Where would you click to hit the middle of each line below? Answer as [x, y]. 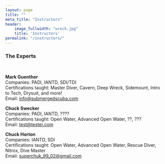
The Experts [21, 56]
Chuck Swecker [22, 108]
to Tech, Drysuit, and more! [34, 93]
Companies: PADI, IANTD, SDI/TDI [41, 82]
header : [13, 24]
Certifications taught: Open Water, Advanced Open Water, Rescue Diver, [81, 145]
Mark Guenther [22, 77]
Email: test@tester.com [29, 124]
